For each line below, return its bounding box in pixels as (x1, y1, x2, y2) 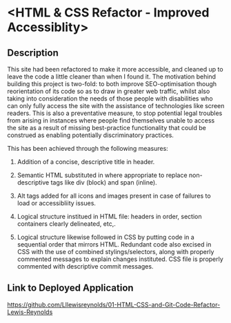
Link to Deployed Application (7, 282, 134, 294)
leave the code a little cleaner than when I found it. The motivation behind (7, 72, 216, 81)
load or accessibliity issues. (17, 199, 97, 207)
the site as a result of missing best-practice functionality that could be (7, 124, 207, 132)
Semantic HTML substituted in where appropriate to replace (17, 171, 188, 179)
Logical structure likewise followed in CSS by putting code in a (17, 233, 194, 241)
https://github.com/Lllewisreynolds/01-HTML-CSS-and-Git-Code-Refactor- (7, 300, 221, 309)
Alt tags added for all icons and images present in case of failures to (17, 191, 212, 200)
